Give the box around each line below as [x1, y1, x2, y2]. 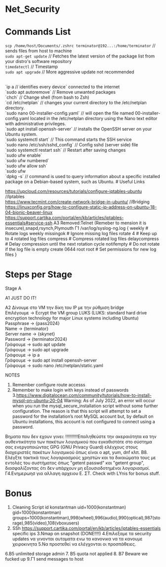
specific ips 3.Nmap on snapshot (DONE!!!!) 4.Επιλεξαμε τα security [12, 531, 152, 536]
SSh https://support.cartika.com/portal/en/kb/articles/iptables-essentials [12, 525, 161, 531]
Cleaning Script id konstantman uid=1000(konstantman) [12, 504, 126, 510]
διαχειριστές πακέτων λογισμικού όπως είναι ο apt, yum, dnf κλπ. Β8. [5, 449, 148, 455]
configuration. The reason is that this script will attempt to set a [12, 408, 141, 414]
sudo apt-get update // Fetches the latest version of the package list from [5, 53, 155, 59]
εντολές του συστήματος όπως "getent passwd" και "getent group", [5, 460, 145, 466]
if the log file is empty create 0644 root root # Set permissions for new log [5, 247, 157, 252]
